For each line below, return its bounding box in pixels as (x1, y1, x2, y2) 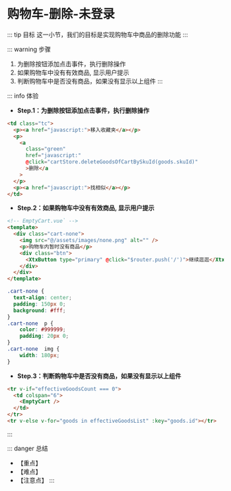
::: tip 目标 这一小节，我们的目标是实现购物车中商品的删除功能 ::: (7, 30, 188, 39)
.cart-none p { (7, 320, 54, 327)
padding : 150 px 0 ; (13, 301, 67, 308)
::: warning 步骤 (7, 45, 52, 53)
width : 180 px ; (19, 352, 60, 359)
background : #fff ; (13, 307, 67, 314)
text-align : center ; (13, 294, 72, 301)
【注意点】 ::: (16, 476, 55, 484)
